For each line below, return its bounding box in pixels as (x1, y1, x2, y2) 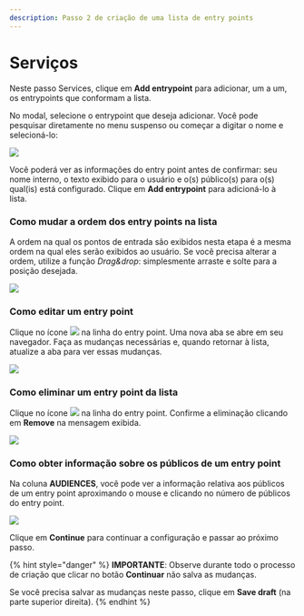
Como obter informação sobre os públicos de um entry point (9, 457, 281, 470)
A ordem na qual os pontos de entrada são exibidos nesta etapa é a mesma (9, 236, 292, 247)
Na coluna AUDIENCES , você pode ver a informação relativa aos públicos (9, 478, 285, 489)
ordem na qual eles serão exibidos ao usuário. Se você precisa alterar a (9, 246, 277, 257)
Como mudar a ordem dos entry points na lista (9, 216, 218, 228)
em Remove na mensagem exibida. (9, 418, 142, 429)
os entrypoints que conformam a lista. (9, 92, 152, 103)
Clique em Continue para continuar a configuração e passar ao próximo (9, 531, 279, 542)
